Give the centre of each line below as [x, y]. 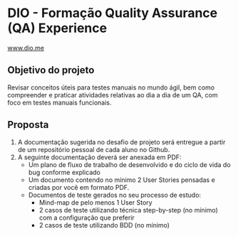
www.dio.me [26, 48]
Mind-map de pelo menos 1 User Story [95, 202]
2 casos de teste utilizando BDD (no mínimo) [104, 225]
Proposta [28, 125]
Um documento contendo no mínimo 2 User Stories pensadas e [121, 180]
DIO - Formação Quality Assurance [113, 13]
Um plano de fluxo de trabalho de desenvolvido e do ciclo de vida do [129, 164]
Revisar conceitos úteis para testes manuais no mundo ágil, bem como [111, 87]
